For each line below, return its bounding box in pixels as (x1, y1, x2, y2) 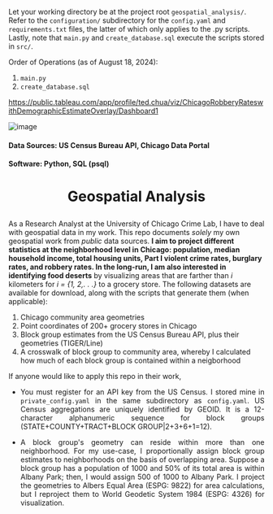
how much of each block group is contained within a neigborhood (19, 355, 241, 365)
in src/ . (8, 41, 34, 51)
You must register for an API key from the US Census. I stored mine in (19, 387, 265, 397)
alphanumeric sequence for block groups (68, 413, 265, 423)
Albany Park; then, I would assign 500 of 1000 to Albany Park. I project (19, 472, 265, 482)
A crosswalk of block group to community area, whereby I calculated (19, 347, 251, 357)
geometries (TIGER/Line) (19, 338, 103, 348)
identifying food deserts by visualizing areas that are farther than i (8, 271, 233, 281)
